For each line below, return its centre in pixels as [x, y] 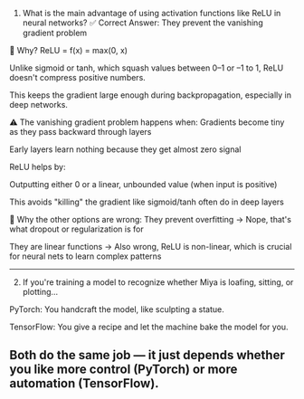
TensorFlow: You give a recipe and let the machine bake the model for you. [149, 327]
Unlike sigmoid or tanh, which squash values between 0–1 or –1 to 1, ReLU [147, 68]
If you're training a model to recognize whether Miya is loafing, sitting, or [158, 282]
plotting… [40, 292]
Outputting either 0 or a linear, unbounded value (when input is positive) [143, 184]
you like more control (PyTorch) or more [123, 370]
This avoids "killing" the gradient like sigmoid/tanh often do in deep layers [147, 202]
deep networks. [38, 104]
